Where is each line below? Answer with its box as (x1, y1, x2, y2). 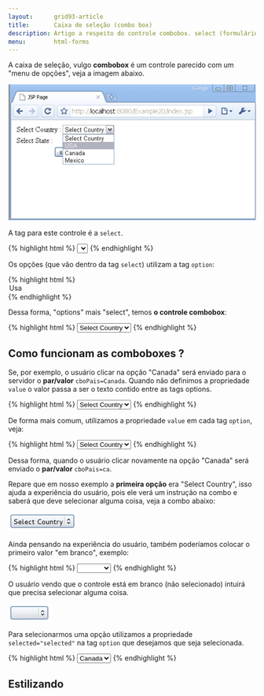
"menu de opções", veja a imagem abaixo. (8, 69, 145, 78)
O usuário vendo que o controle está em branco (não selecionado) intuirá (8, 579, 246, 589)
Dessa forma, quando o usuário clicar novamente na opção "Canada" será (8, 456, 249, 465)
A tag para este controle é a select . (8, 229, 123, 238)
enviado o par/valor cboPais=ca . (8, 464, 112, 474)
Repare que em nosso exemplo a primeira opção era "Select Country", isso (8, 479, 253, 489)
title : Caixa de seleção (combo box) (8, 20, 153, 29)
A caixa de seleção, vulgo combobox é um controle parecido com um (8, 60, 234, 70)
